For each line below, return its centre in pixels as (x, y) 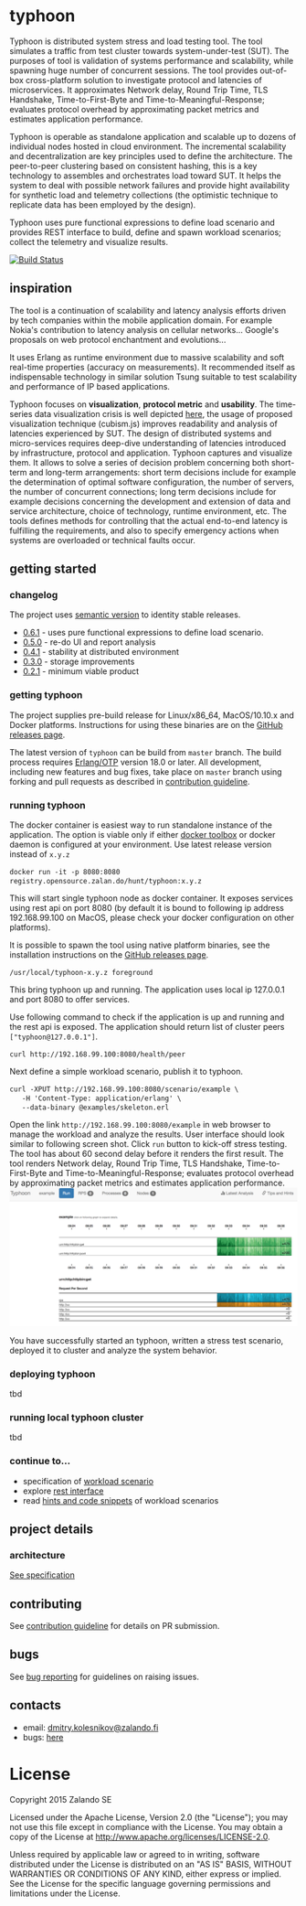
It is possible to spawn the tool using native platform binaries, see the (140, 945)
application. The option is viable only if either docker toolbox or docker (142, 835)
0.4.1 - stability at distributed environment (101, 652)
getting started (53, 569)
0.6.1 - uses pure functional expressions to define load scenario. (143, 633)
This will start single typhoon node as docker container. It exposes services (152, 898)
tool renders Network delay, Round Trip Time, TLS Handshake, (127, 1163)
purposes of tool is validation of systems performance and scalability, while (152, 60)
